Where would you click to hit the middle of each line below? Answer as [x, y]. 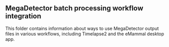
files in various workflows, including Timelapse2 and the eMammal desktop [85, 34]
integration [23, 16]
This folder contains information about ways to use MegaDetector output [82, 28]
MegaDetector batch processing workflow [74, 8]
